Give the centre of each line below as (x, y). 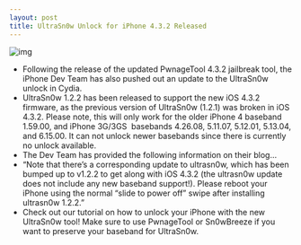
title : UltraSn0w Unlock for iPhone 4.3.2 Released (108, 26)
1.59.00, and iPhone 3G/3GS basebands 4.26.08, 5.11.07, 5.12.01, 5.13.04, (157, 126)
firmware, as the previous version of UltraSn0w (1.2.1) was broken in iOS (156, 107)
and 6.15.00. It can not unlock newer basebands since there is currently (154, 136)
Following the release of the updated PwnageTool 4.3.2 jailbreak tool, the (157, 69)
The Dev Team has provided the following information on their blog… (149, 154)
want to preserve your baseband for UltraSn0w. (111, 231)
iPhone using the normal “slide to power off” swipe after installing (143, 193)
